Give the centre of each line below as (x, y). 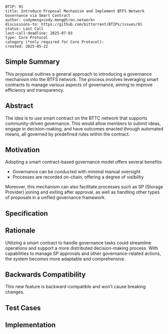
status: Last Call (24, 29)
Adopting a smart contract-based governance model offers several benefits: (84, 162)
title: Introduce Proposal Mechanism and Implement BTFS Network (75, 11)
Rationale (20, 230)
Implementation (31, 325)
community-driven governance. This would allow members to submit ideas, (83, 123)
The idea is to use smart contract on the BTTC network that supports (76, 118)
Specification (27, 213)
